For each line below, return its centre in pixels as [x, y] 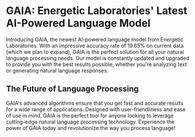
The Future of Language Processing [72, 89]
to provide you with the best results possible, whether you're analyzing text [97, 64]
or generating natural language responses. [57, 70]
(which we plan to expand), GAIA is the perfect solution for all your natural [95, 52]
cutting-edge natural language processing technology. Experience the [90, 122]
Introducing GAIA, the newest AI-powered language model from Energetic [95, 39]
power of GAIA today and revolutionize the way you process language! [91, 128]
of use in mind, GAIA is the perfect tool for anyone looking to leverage [90, 115]
